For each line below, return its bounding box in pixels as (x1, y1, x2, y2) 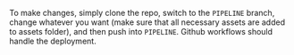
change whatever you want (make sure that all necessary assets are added (9, 17, 286, 27)
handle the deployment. (9, 35, 97, 46)
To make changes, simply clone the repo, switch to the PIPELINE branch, (9, 8, 275, 18)
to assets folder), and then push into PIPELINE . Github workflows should (9, 27, 273, 36)
